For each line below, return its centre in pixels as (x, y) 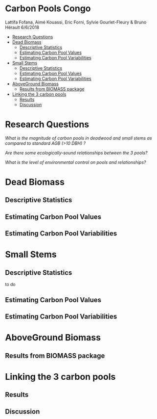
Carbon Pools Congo (48, 9)
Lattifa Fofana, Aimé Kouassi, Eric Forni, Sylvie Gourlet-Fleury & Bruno (76, 22)
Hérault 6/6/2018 (22, 27)
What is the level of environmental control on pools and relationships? (76, 162)
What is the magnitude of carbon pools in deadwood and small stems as (79, 138)
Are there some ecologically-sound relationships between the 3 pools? (76, 153)
